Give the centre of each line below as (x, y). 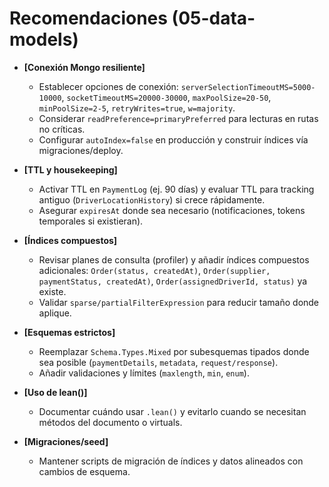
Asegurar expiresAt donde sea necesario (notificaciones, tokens (172, 210)
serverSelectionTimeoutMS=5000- (248, 87)
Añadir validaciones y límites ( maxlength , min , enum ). (144, 373)
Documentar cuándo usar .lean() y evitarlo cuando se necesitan (172, 411)
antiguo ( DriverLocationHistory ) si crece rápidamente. (152, 199)
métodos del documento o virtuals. (110, 422)
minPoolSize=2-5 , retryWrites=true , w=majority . (137, 108)
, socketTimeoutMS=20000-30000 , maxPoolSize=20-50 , (166, 97)
